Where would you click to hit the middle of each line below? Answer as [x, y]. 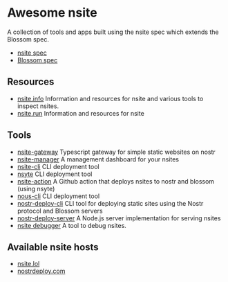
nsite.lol [28, 264]
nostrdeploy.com [41, 271]
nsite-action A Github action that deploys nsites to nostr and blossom [116, 181]
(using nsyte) [36, 188]
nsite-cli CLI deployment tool [58, 166]
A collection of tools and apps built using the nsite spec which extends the [113, 32]
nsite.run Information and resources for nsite [81, 113]
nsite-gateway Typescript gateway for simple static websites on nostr [116, 152]
